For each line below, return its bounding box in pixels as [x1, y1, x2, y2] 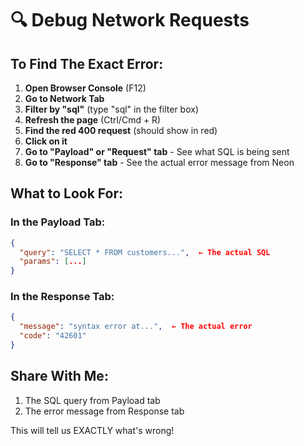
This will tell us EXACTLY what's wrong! [10, 424, 175, 436]
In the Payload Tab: [10, 215, 106, 229]
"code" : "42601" [19, 331, 87, 341]
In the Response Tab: [10, 290, 115, 304]
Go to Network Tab [24, 93, 105, 104]
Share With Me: [10, 368, 109, 385]
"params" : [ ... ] [19, 257, 87, 267]
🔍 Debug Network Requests [10, 9, 250, 32]
